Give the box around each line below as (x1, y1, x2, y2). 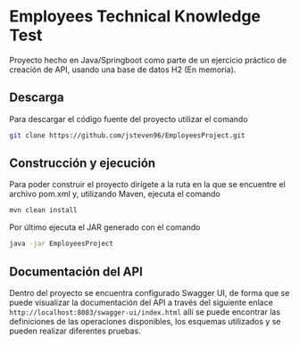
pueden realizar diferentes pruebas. (9, 325, 141, 336)
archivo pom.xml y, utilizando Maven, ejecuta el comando (9, 189, 220, 200)
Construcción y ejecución (9, 156, 156, 171)
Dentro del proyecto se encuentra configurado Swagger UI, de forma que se (9, 288, 290, 298)
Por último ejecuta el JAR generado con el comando (9, 222, 201, 233)
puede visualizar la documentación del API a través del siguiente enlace (9, 297, 274, 308)
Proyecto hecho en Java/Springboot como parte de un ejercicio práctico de (9, 54, 287, 65)
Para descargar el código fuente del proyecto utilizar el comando (9, 113, 248, 124)
